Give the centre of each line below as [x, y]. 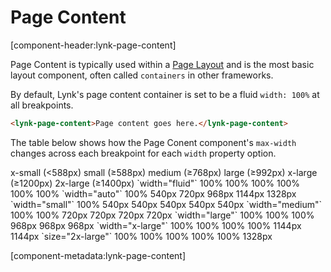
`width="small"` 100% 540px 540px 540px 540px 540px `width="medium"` [166, 204]
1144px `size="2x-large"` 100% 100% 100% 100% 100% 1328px [141, 236]
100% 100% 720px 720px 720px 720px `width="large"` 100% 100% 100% [162, 215]
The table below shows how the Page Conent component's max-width [153, 142]
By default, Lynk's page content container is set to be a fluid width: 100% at [165, 94]
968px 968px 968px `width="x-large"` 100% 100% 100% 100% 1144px [156, 225]
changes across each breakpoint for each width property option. [143, 153]
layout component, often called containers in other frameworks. [142, 75]
